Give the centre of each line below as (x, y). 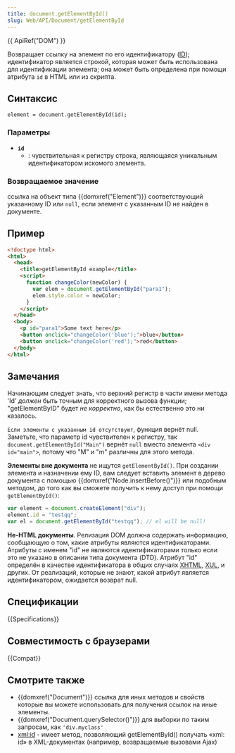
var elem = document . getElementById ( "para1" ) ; (102, 289)
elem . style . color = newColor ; (77, 295)
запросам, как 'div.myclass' (61, 727)
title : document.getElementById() (58, 14)
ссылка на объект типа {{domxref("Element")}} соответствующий (105, 196)
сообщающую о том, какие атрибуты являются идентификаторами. (109, 542)
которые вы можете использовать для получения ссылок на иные (117, 704)
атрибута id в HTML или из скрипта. (62, 76)
